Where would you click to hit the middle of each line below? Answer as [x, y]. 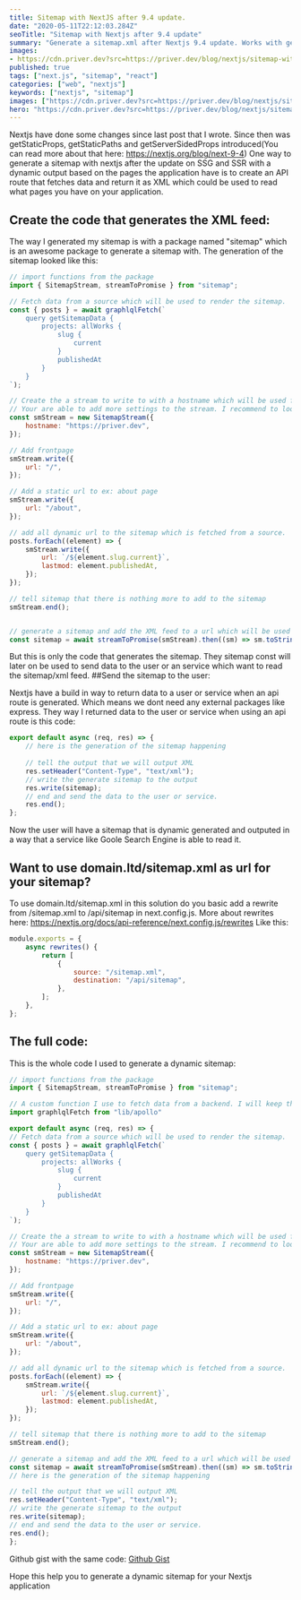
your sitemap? [50, 882]
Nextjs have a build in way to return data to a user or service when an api [144, 693]
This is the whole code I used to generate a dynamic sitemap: [123, 1063]
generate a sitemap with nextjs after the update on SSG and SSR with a [140, 163]
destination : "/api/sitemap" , [129, 981]
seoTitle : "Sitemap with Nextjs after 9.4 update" [106, 34]
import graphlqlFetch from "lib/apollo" [86, 1113]
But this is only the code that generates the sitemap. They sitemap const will [150, 657]
